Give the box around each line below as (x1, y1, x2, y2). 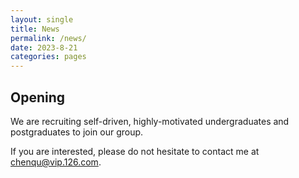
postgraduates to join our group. (10, 126, 144, 138)
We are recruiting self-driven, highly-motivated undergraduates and (10, 115, 290, 127)
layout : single (10, 14, 74, 25)
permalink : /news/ (10, 33, 87, 43)
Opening (10, 89, 66, 106)
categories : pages (10, 52, 87, 62)
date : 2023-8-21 (10, 42, 78, 53)
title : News (10, 24, 60, 34)
